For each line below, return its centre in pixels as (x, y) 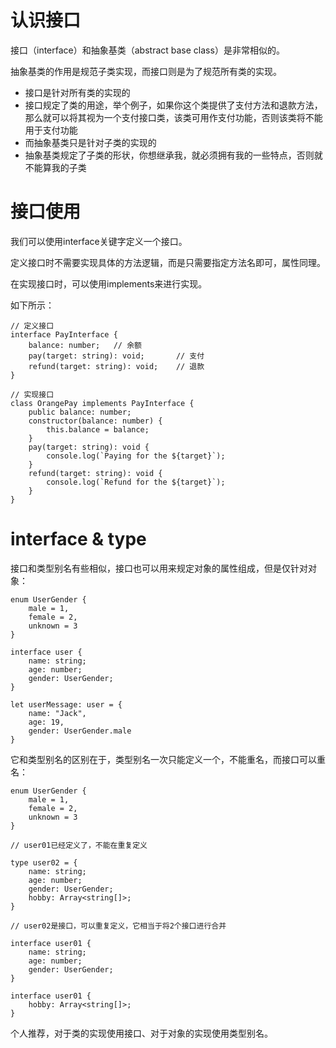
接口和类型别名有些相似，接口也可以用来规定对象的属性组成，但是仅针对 (159, 568)
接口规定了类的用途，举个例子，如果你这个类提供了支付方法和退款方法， (173, 105)
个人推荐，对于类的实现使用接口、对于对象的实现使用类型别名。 (141, 1033)
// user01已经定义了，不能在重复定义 (79, 845)
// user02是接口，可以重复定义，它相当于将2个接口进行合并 (118, 926)
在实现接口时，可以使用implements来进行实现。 (109, 283)
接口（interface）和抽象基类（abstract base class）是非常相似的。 (147, 50)
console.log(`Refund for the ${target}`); (136, 482)
